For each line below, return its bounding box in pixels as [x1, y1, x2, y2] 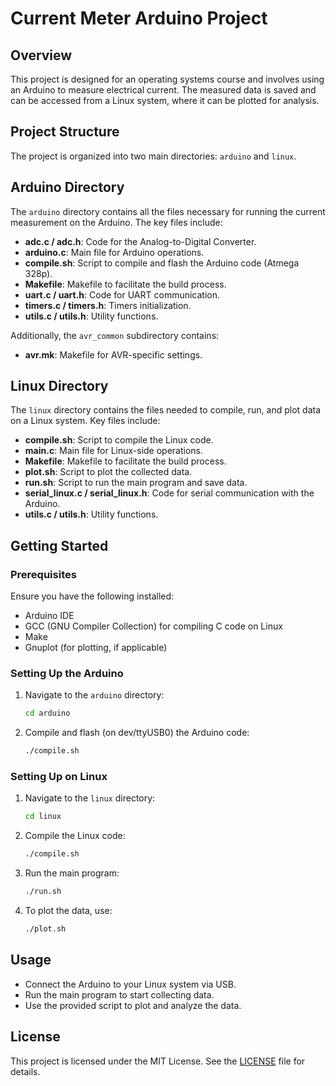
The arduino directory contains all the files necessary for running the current [10, 205, 326, 217]
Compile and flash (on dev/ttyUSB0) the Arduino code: [24, 727, 250, 739]
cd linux [24, 812, 62, 822]
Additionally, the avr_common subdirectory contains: [10, 329, 220, 341]
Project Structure [10, 123, 120, 141]
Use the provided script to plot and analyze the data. [24, 999, 242, 1011]
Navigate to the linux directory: [24, 792, 156, 804]
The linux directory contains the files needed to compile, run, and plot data [10, 404, 322, 416]
